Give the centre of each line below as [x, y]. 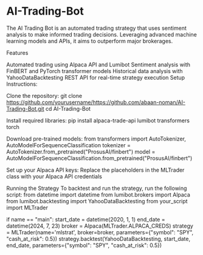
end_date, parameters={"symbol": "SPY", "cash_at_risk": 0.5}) [84, 245]
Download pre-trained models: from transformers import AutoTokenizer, [96, 139]
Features [17, 52]
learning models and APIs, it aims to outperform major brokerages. [90, 41]
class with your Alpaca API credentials [54, 176]
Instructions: [22, 84]
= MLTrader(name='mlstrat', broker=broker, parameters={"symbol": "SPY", [100, 232]
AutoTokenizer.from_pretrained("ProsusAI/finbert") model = [81, 152]
